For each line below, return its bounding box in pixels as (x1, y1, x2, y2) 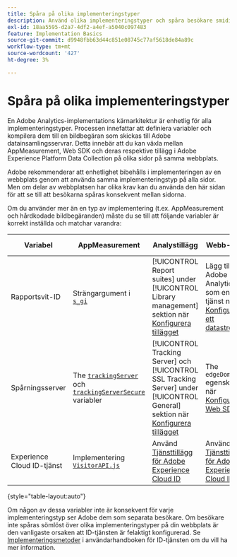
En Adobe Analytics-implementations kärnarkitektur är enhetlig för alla (7, 116, 212, 124)
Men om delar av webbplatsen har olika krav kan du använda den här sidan (7, 182, 226, 191)
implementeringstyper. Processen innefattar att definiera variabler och (7, 124, 212, 132)
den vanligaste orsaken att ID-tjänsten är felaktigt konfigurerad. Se (7, 528, 201, 537)
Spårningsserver (11, 382, 66, 392)
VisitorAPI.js (73, 461, 120, 469)
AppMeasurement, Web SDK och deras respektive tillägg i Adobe (7, 146, 197, 155)
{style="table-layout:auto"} (7, 492, 86, 500)
